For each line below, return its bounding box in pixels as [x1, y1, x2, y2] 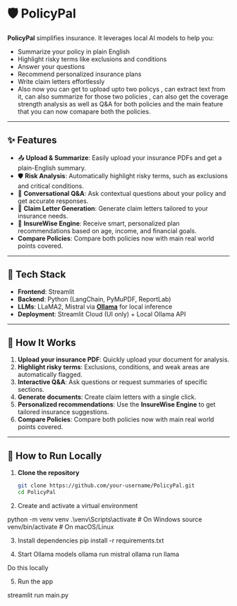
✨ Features [7, 135, 57, 147]
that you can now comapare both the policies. [17, 107, 151, 116]
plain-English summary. [17, 163, 87, 172]
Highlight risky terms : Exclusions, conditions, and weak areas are [17, 363, 210, 371]
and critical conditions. [17, 181, 85, 190]
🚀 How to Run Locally [7, 450, 102, 462]
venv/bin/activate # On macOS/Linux [7, 522, 114, 531]
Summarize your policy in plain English [17, 47, 130, 56]
